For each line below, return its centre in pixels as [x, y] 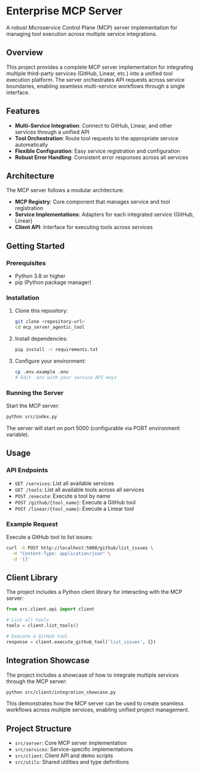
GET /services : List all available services [64, 483]
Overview [25, 53]
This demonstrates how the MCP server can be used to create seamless [95, 704]
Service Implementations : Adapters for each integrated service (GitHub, [104, 215]
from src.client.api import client [50, 609]
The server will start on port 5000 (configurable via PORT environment [93, 428]
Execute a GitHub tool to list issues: [50, 537]
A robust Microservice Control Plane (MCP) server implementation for [92, 27]
